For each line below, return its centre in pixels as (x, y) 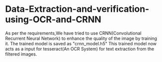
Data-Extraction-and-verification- (77, 9)
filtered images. (21, 54)
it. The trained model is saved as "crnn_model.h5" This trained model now (81, 43)
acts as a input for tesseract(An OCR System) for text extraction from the (80, 49)
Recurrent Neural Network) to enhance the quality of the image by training (81, 38)
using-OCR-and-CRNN (53, 19)
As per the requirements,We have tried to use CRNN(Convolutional (73, 33)
